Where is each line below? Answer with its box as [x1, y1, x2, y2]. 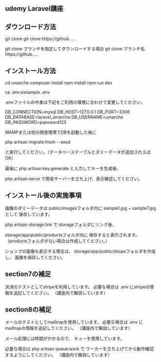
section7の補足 [5, 270, 51, 278]
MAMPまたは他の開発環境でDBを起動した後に [5, 129, 97, 135]
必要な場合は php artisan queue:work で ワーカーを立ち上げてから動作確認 [5, 346, 154, 352]
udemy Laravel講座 [5, 4, 64, 13]
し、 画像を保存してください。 [5, 254, 66, 260]
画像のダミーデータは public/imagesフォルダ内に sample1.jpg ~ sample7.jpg [5, 205, 156, 211]
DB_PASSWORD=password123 [5, 120, 66, 125]
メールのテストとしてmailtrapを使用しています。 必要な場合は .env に [5, 319, 144, 325]
